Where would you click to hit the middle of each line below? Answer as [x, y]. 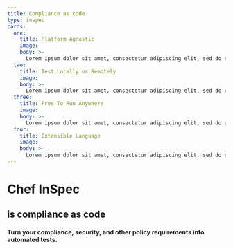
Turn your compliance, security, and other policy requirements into [106, 232]
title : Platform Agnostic [57, 39]
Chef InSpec [44, 189]
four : [21, 129]
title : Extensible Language [60, 136]
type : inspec [26, 20]
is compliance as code [57, 215]
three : [23, 98]
